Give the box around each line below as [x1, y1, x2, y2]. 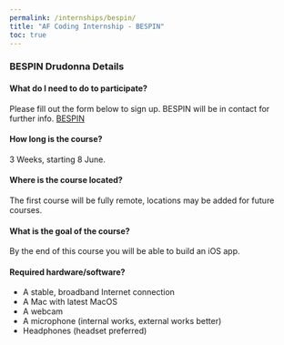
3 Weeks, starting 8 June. [9, 154, 106, 165]
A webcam [22, 306, 64, 317]
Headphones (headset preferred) [22, 325, 147, 337]
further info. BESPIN [9, 113, 85, 124]
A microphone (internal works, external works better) [22, 316, 222, 327]
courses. [9, 204, 43, 215]
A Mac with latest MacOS [22, 297, 118, 308]
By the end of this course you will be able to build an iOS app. [9, 246, 240, 257]
